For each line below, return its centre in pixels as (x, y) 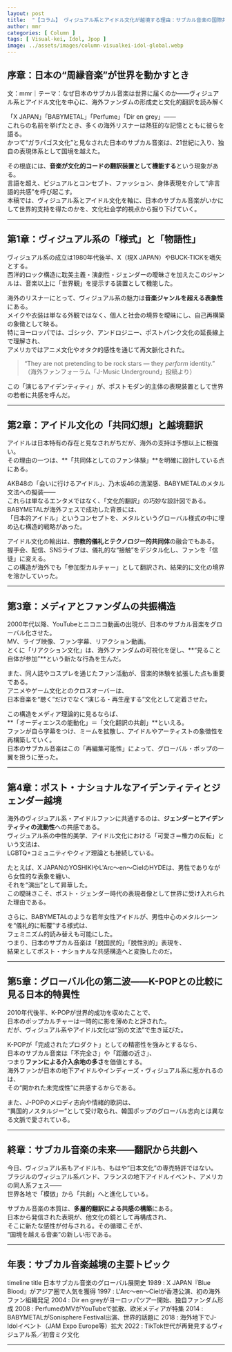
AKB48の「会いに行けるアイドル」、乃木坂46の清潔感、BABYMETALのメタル (116, 483)
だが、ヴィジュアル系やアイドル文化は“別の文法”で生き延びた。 (97, 1030)
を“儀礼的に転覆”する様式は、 (49, 925)
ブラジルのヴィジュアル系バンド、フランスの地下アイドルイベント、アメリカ (115, 1176)
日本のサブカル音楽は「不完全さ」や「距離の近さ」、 (81, 1053)
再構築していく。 (31, 740)
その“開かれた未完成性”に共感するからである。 (73, 1088)
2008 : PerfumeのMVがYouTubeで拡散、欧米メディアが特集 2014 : (109, 1308)
